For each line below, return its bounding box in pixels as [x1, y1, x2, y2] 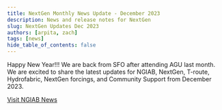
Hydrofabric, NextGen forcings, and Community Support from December [7, 75, 212, 83]
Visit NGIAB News [7, 96, 58, 103]
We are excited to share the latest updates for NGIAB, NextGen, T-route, [7, 68, 210, 76]
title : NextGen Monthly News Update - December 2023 [7, 10, 161, 17]
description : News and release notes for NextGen [7, 16, 152, 23]
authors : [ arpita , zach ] [7, 29, 78, 36]
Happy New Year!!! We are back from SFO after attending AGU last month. [7, 61, 216, 68]
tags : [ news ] [7, 36, 44, 42]
